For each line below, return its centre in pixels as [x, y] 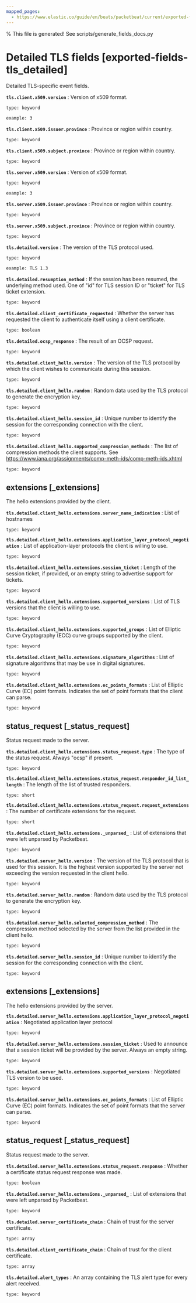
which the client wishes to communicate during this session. [78, 369]
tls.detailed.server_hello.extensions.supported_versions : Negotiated [93, 1071]
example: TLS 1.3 [27, 268]
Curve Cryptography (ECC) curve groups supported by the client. [85, 636]
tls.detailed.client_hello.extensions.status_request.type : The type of [95, 752]
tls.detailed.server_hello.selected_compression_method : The [82, 923]
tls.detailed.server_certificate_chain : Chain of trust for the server [90, 1222]
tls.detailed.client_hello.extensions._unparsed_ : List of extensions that [96, 833]
